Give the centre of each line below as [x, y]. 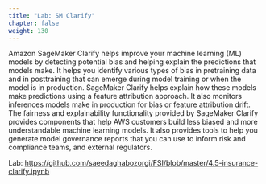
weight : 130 [28, 31]
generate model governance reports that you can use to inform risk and [127, 139]
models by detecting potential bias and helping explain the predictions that [132, 62]
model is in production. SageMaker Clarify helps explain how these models [132, 88]
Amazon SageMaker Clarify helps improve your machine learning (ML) [125, 54]
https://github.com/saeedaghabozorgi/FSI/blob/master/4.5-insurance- [141, 163]
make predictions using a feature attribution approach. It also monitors [125, 96]
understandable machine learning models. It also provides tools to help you [133, 130]
